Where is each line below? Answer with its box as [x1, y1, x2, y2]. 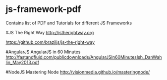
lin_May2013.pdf [5, 59, 39, 65]
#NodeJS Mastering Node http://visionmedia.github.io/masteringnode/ [5, 69, 150, 75]
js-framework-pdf [5, 3, 81, 15]
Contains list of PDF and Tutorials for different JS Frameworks [5, 20, 132, 26]
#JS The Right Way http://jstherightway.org [5, 29, 94, 35]
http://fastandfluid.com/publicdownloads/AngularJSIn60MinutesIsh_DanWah [5, 54, 162, 60]
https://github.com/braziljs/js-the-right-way [5, 39, 95, 45]
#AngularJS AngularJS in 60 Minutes [5, 49, 81, 55]
